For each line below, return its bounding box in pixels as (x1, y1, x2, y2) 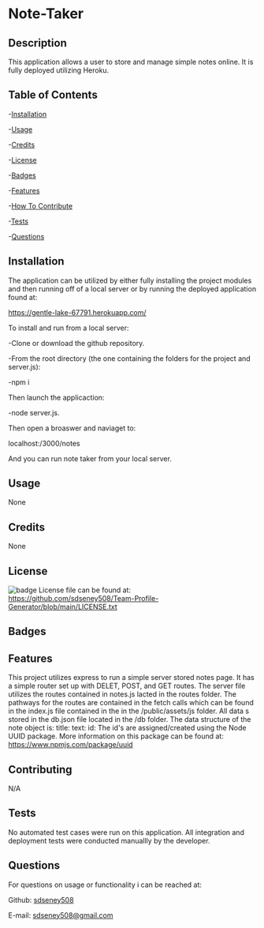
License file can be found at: (38, 585, 132, 595)
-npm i (8, 377, 30, 387)
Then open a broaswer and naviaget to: (8, 423, 136, 433)
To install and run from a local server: (8, 323, 129, 333)
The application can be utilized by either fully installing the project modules (8, 276, 252, 285)
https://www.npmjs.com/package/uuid (8, 740, 133, 750)
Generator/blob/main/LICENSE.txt (8, 602, 118, 612)
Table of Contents (8, 88, 99, 102)
